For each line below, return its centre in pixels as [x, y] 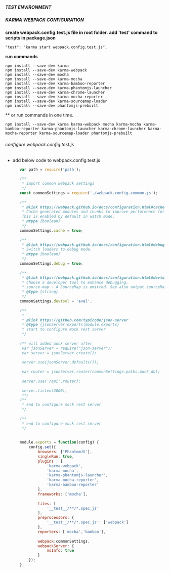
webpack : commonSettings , [64, 541]
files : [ [47, 504]
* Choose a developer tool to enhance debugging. [75, 282]
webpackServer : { [56, 546]
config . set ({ [42, 447]
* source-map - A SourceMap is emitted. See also [75, 287]
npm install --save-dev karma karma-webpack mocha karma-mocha [73, 125]
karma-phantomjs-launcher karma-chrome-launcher [93, 129]
